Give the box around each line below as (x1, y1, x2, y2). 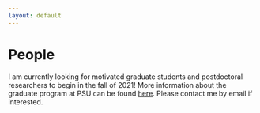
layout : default (8, 11, 62, 20)
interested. (8, 96, 43, 107)
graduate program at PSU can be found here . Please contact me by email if (8, 89, 253, 98)
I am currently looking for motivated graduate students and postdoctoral (8, 72, 243, 81)
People (8, 45, 55, 63)
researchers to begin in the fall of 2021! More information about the (8, 80, 227, 89)
